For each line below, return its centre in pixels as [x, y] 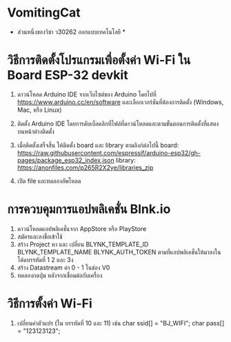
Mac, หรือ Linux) [39, 110]
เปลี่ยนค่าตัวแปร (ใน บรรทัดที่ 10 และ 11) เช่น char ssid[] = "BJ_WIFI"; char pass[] [121, 323]
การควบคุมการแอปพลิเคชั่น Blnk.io [89, 209]
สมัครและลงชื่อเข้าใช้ [40, 237]
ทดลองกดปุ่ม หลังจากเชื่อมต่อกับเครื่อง [60, 275]
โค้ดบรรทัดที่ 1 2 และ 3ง [45, 259]
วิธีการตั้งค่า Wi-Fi [50, 303]
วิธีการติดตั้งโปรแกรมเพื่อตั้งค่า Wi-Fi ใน [99, 60]
